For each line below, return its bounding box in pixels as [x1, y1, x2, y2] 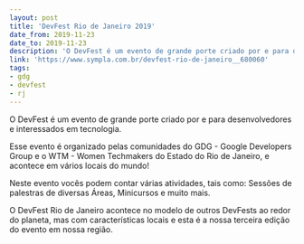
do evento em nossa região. [9, 223, 113, 235]
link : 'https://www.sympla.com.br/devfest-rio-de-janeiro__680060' [9, 55, 270, 64]
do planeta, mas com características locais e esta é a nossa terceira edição [9, 214, 290, 225]
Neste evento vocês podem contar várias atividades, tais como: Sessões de [9, 177, 292, 188]
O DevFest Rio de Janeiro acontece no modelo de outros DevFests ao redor [9, 204, 291, 215]
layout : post [9, 13, 59, 23]
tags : [9, 64, 30, 73]
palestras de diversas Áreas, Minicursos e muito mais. [9, 187, 211, 198]
